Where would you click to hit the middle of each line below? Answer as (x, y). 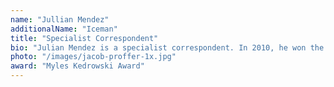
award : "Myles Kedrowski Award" (77, 66)
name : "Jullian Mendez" (60, 19)
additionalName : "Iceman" (64, 29)
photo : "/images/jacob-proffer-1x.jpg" (93, 57)
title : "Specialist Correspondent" (84, 38)
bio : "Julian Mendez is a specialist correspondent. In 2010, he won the (167, 47)
